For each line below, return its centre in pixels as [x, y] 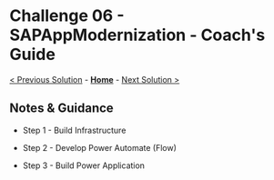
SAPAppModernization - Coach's [137, 35]
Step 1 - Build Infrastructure [74, 130]
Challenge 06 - [67, 16]
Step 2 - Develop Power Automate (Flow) [100, 147]
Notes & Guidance [61, 109]
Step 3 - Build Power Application [84, 165]
